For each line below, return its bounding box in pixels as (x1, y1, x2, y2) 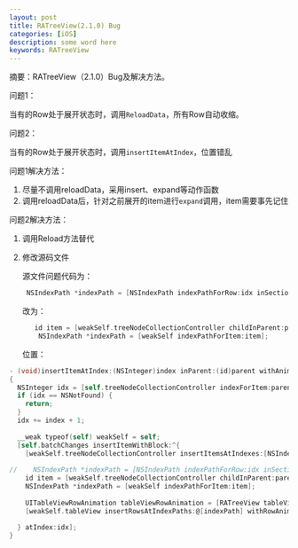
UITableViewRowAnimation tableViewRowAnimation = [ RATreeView (25, 498, 260, 507)
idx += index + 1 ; (17, 416, 86, 425)
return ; (25, 400, 53, 409)
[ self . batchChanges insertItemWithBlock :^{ (17, 441, 180, 450)
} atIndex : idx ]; (17, 523, 77, 532)
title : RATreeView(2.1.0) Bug (9, 21, 122, 30)
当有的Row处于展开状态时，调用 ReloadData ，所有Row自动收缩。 (9, 109, 244, 120)
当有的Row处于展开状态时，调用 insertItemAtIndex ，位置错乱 (9, 147, 233, 158)
